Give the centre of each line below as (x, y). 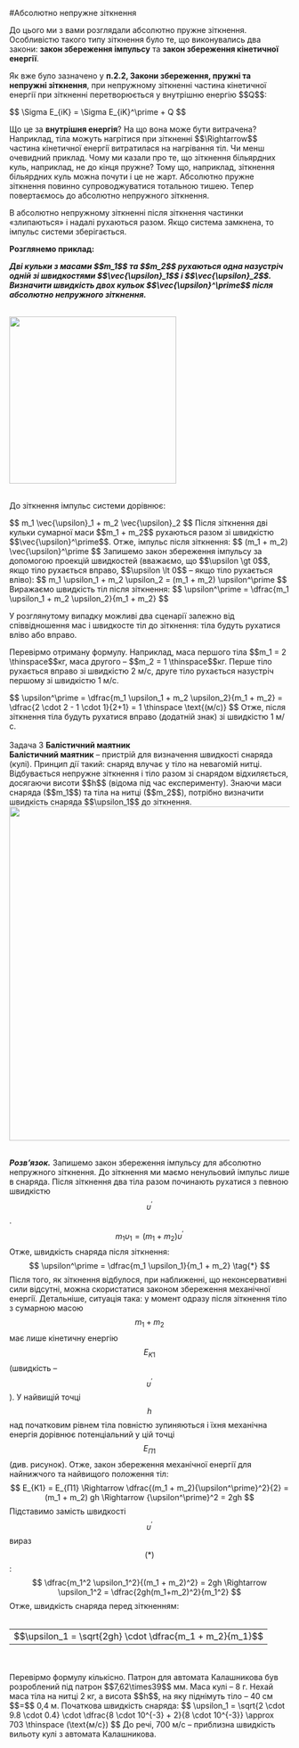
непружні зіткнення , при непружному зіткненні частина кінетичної (138, 85)
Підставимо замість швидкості (68, 1511)
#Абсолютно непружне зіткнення (73, 13)
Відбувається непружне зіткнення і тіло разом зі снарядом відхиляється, (149, 773)
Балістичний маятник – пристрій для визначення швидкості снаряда (141, 755)
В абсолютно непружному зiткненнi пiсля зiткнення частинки (126, 212)
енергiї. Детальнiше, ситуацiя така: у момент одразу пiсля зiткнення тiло (148, 1299)
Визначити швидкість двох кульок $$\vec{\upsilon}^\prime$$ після (141, 285)
